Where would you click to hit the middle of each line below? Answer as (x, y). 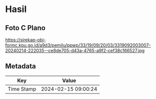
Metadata (21, 66)
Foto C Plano (25, 28)
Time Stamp (22, 89)
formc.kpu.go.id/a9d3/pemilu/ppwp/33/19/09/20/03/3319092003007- (78, 45)
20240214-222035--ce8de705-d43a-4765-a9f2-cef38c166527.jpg (75, 51)
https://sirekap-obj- (26, 40)
